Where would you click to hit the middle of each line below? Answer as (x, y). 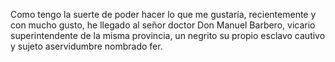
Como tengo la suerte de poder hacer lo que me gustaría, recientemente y (163, 14)
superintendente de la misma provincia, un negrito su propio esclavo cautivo (168, 35)
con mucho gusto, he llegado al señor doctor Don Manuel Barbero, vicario (163, 25)
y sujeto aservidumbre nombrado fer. (86, 46)
